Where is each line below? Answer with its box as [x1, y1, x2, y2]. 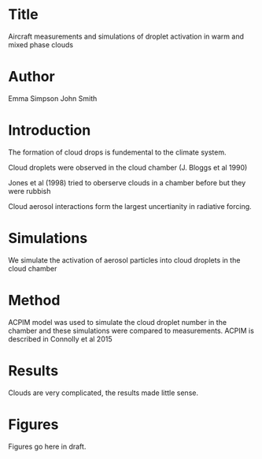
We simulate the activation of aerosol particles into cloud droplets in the [8, 255, 241, 265]
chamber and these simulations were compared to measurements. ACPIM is [8, 326, 254, 335]
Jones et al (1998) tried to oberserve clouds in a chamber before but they [8, 177, 246, 187]
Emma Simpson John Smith [8, 93, 98, 103]
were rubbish [8, 186, 51, 196]
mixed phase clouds [8, 39, 73, 49]
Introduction [8, 121, 91, 140]
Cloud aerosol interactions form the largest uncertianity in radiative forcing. [8, 201, 252, 211]
